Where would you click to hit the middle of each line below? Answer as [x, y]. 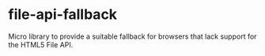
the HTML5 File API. [41, 44]
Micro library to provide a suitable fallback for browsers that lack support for [132, 36]
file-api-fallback [62, 15]
